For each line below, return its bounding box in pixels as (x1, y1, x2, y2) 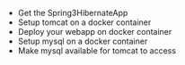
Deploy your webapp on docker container (17, 27, 172, 37)
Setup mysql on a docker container (17, 36, 148, 46)
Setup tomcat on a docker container (17, 17, 152, 28)
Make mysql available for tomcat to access (17, 45, 177, 56)
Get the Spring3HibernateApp (17, 8, 128, 18)
